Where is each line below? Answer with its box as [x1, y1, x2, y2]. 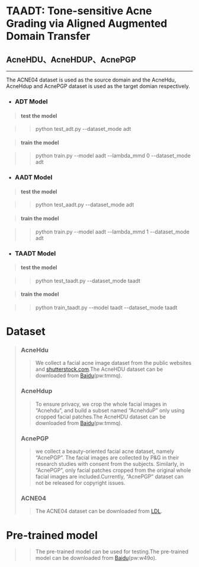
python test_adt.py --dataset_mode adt [35, 125, 131, 133]
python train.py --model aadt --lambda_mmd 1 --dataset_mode [35, 228, 190, 235]
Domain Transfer [6, 30, 91, 43]
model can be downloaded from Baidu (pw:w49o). [35, 555, 157, 562]
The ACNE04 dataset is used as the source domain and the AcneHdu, [6, 76, 176, 83]
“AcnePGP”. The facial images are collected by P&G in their [35, 454, 179, 461]
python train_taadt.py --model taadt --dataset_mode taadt [35, 304, 178, 311]
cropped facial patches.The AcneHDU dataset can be [35, 413, 166, 420]
